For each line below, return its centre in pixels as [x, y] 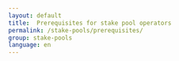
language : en [30, 45]
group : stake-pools [40, 38]
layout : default [35, 15]
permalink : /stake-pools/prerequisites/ [76, 30]
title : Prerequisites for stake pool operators [90, 23]
